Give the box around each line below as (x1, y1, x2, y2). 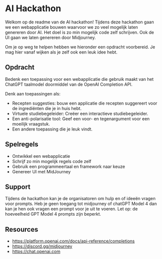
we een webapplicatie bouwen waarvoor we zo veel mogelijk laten (5, 24, 138, 30)
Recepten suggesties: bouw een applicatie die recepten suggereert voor (12, 100, 158, 106)
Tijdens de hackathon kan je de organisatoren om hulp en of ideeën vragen (5, 196, 156, 202)
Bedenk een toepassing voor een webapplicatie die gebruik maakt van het (5, 76, 154, 82)
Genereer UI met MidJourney (12, 168, 71, 174)
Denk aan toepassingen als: (5, 91, 61, 96)
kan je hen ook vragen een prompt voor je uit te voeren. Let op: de (5, 206, 138, 212)
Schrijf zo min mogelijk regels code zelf (12, 158, 91, 164)
